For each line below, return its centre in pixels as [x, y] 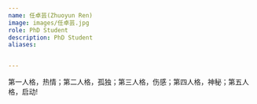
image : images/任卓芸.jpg [49, 23]
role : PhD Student [38, 30]
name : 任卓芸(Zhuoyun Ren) [50, 15]
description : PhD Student [50, 37]
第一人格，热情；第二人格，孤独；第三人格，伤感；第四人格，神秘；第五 [125, 82]
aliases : [22, 45]
